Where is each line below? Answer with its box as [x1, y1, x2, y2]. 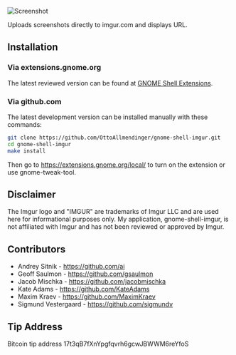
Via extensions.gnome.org [7, 63, 102, 73]
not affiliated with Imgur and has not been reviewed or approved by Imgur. [7, 222, 225, 231]
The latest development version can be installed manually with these [7, 113, 208, 121]
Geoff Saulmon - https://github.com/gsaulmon [17, 269, 154, 278]
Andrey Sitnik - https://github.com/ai [17, 262, 125, 271]
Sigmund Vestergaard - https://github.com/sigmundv [17, 300, 173, 309]
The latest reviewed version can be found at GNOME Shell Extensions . [7, 78, 213, 87]
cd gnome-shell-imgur [7, 140, 72, 148]
